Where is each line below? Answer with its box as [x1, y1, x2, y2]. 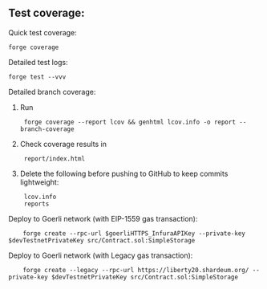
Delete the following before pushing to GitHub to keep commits [19, 169, 229, 178]
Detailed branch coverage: [8, 87, 96, 96]
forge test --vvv [8, 72, 67, 81]
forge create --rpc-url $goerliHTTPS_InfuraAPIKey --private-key [22, 229, 246, 238]
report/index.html [23, 154, 86, 163]
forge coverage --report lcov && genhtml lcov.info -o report [23, 118, 237, 126]
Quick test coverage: [8, 27, 78, 37]
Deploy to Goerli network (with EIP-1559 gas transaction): [8, 214, 198, 223]
